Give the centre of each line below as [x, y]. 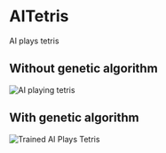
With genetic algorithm [74, 118]
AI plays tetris [34, 41]
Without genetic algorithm [83, 69]
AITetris [39, 16]
